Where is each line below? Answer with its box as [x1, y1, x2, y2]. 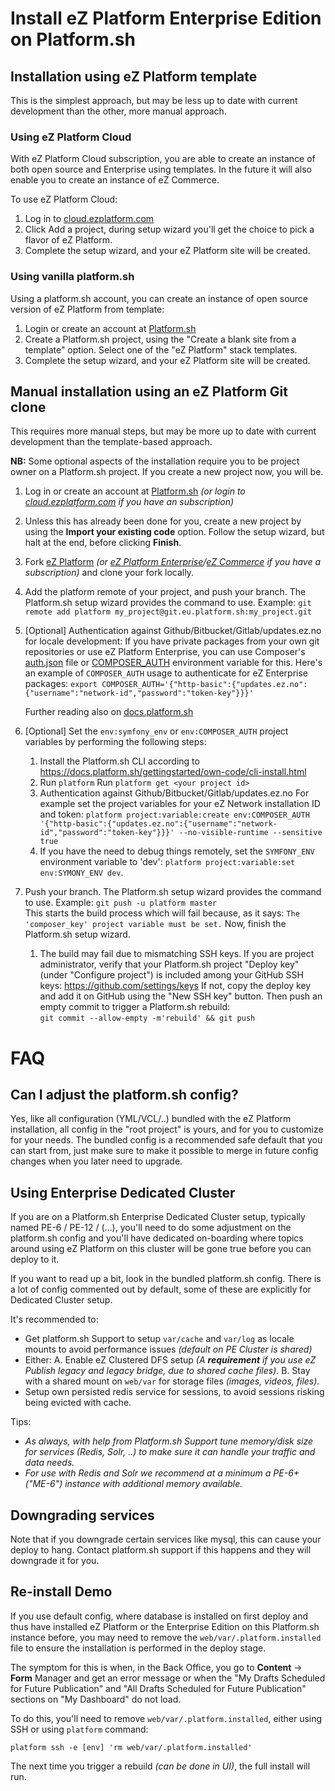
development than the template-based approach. [10, 436, 213, 448]
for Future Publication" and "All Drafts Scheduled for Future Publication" [10, 1682, 307, 1694]
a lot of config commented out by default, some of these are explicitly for [10, 1283, 312, 1296]
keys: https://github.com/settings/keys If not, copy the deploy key [39, 980, 312, 992]
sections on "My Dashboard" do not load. [10, 1693, 182, 1705]
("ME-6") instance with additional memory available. [24, 1478, 243, 1490]
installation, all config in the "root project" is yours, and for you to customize [10, 1123, 324, 1136]
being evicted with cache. [24, 1397, 132, 1409]
